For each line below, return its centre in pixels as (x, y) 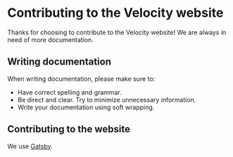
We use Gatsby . (30, 146)
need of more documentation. (50, 39)
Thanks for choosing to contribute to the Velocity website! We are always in (117, 32)
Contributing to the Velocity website (115, 13)
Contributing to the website (69, 129)
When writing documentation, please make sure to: (81, 78)
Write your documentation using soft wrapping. (86, 107)
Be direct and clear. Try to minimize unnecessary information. (107, 100)
